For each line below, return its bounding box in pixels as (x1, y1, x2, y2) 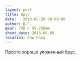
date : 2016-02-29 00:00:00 (5, 16, 66, 21)
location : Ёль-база (5, 35, 46, 40)
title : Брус (5, 12, 30, 17)
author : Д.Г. (5, 21, 32, 26)
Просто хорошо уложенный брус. (5, 48, 77, 55)
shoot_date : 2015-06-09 (5, 30, 55, 35)
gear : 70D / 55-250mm (5, 26, 50, 31)
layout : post (5, 7, 32, 12)
